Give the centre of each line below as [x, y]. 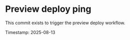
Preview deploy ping [48, 9]
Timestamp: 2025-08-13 [30, 32]
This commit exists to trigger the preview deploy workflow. [65, 23]
